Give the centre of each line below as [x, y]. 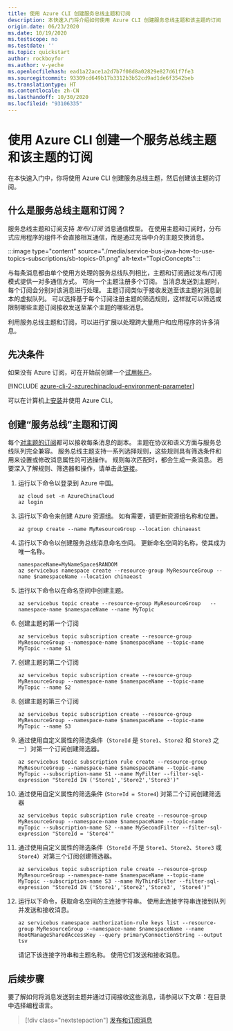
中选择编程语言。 [32, 1005]
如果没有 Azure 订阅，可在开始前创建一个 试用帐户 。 [82, 373]
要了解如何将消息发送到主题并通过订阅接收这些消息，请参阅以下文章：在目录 [117, 997]
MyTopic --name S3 [44, 727]
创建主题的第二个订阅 [48, 663]
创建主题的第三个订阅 [48, 701]
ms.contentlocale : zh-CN [44, 91]
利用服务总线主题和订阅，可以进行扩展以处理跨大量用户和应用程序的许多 [111, 322]
